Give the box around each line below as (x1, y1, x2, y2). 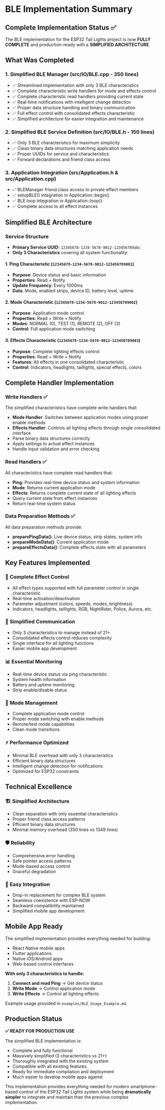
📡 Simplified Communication (5, 618, 75, 625)
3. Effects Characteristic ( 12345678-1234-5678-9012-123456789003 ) (5, 337, 141, 343)
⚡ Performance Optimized (5, 739, 69, 746)
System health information (12, 677, 66, 683)
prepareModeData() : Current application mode (12, 539, 109, 545)
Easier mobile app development (12, 645, 77, 651)
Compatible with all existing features (12, 1063, 87, 1069)
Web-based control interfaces (12, 961, 74, 967)
